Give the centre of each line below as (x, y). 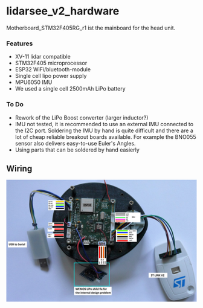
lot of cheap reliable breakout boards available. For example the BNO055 (105, 136)
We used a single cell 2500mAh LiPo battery (70, 89)
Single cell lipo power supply (51, 76)
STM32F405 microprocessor (51, 63)
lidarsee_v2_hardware (63, 11)
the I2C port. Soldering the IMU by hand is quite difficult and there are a (104, 130)
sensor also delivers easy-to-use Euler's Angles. (75, 143)
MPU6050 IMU (34, 82)
